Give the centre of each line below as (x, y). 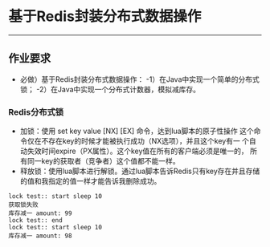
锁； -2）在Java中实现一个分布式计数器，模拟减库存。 (110, 89)
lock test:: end (35, 221)
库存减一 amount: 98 (40, 236)
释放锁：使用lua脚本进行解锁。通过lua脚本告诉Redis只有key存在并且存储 (140, 171)
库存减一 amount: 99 (40, 213)
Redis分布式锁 (36, 111)
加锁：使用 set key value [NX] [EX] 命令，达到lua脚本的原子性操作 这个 (137, 131)
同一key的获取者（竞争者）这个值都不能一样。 (103, 161)
